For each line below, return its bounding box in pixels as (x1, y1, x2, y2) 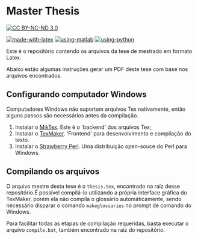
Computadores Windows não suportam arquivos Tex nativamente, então (6, 105, 186, 113)
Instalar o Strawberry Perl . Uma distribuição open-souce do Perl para (14, 143, 188, 150)
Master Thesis (6, 4, 80, 18)
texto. (14, 136, 29, 143)
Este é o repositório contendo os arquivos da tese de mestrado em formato (6, 47, 193, 55)
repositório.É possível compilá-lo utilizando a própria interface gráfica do (6, 188, 188, 196)
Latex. (6, 54, 22, 61)
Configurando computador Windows (6, 89, 147, 100)
